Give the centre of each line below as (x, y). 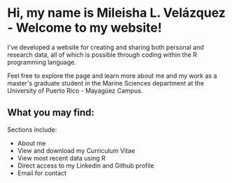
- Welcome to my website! (85, 28)
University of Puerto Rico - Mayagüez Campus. (75, 90)
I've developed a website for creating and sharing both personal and (106, 47)
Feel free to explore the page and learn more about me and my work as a (112, 76)
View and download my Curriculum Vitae (76, 150)
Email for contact (42, 172)
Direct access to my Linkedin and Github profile (86, 165)
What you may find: (51, 113)
